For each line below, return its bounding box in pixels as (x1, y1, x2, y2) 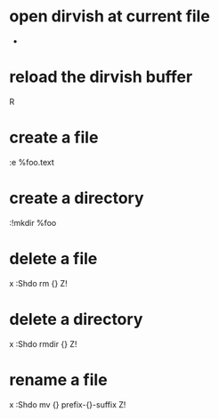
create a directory (9, 189, 144, 208)
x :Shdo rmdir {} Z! (9, 338, 77, 349)
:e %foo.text (9, 157, 55, 167)
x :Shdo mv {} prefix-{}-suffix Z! (9, 399, 126, 410)
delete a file (9, 248, 98, 269)
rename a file (9, 369, 109, 390)
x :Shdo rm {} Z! (9, 278, 69, 288)
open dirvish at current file (9, 6, 211, 27)
